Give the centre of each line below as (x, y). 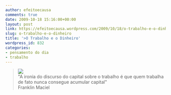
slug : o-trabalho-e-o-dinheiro (38, 34)
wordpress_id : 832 (25, 43)
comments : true (21, 15)
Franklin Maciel (34, 87)
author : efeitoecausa (28, 10)
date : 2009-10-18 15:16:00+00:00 (41, 19)
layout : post (19, 24)
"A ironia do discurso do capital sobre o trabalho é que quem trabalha (91, 77)
